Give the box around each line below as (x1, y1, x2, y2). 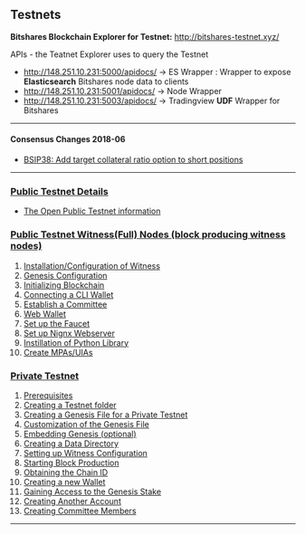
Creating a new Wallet (23, 476, 106, 487)
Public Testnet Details (10, 185, 109, 197)
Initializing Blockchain (23, 280, 105, 291)
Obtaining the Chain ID (23, 466, 109, 478)
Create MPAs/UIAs (23, 347, 93, 358)
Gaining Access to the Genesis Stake (23, 486, 162, 497)
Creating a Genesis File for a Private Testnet (23, 409, 188, 420)
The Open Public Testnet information (23, 205, 161, 216)
